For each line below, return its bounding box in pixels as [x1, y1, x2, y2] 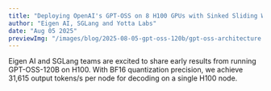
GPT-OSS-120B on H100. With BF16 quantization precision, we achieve [8, 65, 244, 75]
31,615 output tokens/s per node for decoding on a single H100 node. [8, 73, 238, 83]
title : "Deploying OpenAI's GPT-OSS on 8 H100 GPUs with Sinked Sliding [8, 11, 258, 20]
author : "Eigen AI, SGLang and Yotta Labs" [8, 19, 157, 27]
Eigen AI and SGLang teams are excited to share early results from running [8, 56, 256, 66]
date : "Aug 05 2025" [8, 27, 78, 35]
